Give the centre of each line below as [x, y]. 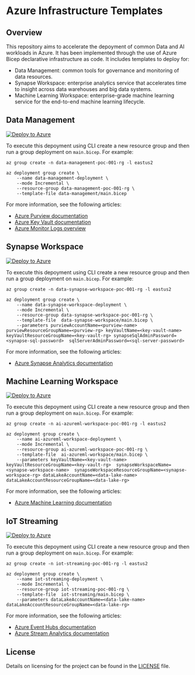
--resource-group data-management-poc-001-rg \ [76, 188]
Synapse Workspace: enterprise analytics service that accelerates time [100, 83]
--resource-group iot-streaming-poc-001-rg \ [73, 590]
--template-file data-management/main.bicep [72, 193]
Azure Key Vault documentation [53, 222]
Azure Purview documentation [51, 216]
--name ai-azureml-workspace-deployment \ [69, 439]
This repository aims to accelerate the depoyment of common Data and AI [95, 46]
